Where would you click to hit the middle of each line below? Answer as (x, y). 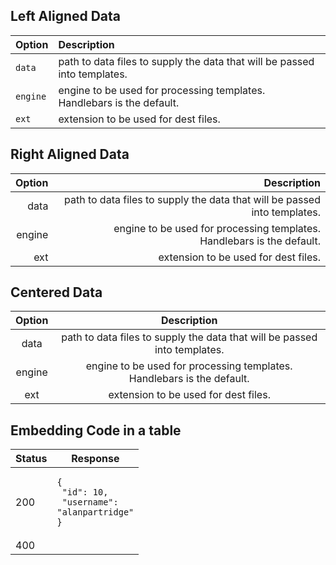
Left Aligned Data (66, 16)
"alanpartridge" (95, 512)
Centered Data (56, 292)
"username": (90, 502)
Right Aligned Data (70, 154)
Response (95, 459)
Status (31, 459)
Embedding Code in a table (96, 430)
